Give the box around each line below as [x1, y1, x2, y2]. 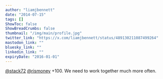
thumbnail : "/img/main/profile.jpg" [5, 31, 82, 36]
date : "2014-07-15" [5, 12, 46, 17]
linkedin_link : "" [5, 49, 44, 54]
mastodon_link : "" [5, 40, 44, 45]
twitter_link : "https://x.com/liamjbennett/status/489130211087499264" [5, 36, 158, 41]
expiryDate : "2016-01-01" [5, 54, 59, 59]
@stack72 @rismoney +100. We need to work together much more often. [5, 68, 157, 74]
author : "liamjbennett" [5, 7, 55, 13]
